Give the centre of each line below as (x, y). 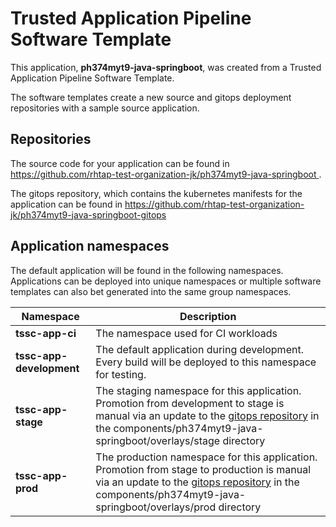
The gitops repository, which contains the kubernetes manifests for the (156, 193)
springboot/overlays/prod (156, 507)
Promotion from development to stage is (190, 403)
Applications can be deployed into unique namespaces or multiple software (166, 281)
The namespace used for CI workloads (186, 333)
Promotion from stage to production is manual (203, 469)
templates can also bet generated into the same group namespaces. (151, 291)
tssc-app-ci (46, 333)
